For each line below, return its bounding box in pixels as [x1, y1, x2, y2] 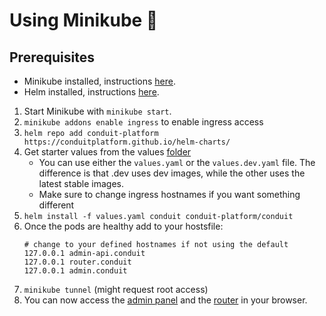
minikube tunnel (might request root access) [23, 284, 209, 295]
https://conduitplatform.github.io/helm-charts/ [23, 137, 231, 147]
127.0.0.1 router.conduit [23, 257, 132, 267]
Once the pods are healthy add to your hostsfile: [23, 220, 224, 232]
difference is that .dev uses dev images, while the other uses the [38, 167, 306, 179]
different [38, 199, 75, 211]
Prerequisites [9, 49, 95, 66]
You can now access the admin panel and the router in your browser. [23, 294, 308, 306]
